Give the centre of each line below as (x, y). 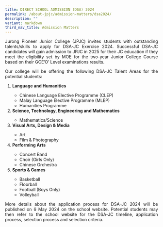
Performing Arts (29, 145)
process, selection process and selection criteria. (54, 220)
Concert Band (33, 154)
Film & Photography (39, 140)
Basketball (30, 179)
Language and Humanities (39, 86)
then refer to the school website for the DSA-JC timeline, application (81, 214)
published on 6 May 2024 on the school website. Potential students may (81, 210)
